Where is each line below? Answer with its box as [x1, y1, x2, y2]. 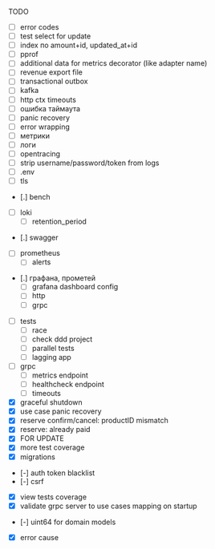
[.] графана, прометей [19, 273, 96, 283]
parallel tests [31, 343, 75, 353]
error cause [19, 532, 59, 542]
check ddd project [31, 334, 93, 344]
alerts [31, 257, 51, 267]
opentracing [19, 148, 61, 159]
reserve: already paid [19, 425, 91, 434]
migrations [19, 452, 56, 462]
